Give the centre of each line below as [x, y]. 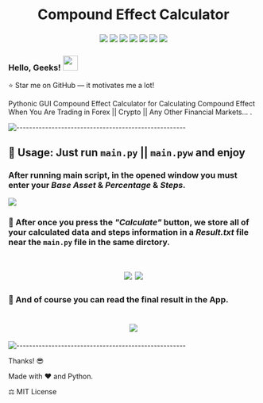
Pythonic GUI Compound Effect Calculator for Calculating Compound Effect [132, 104]
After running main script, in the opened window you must [123, 175]
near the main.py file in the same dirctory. [89, 242]
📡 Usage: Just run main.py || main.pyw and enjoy [127, 152]
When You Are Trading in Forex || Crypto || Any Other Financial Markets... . [130, 112]
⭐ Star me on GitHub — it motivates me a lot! [81, 86]
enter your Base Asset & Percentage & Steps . [97, 185]
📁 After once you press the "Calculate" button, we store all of [129, 222]
